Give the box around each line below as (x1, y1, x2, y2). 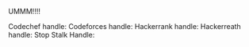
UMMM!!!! (8, 7, 41, 16)
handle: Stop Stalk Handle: (8, 31, 95, 39)
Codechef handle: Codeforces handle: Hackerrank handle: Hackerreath (8, 22, 242, 31)
